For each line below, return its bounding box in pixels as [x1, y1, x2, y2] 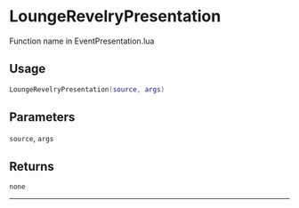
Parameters [9, 109, 76, 125]
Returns [9, 158, 55, 174]
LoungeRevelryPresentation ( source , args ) [9, 84, 166, 94]
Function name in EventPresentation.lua [9, 36, 155, 46]
